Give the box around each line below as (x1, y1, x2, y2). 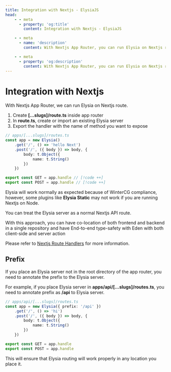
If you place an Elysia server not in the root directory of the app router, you (5, 268, 162, 275)
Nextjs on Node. (5, 200, 40, 206)
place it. (5, 361, 22, 367)
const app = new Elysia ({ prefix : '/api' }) (5, 304, 101, 309)
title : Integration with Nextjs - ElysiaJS (5, 7, 99, 13)
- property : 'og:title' (18, 21, 70, 27)
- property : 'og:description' (18, 59, 83, 64)
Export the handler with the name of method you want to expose (12, 123, 148, 129)
